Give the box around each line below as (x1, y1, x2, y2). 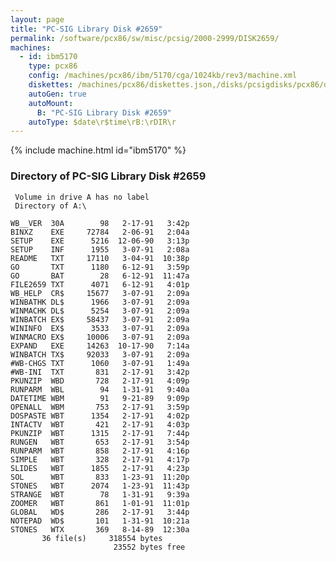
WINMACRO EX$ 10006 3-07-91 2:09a (10, 332, 190, 342)
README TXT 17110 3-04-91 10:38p (10, 253, 190, 263)
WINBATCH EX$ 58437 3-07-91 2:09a (10, 314, 190, 325)
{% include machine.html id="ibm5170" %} (10, 144, 187, 156)
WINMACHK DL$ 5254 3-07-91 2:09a (10, 306, 190, 316)
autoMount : (28, 98, 74, 108)
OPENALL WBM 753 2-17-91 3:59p (10, 402, 190, 412)
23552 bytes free (113, 542, 186, 552)
